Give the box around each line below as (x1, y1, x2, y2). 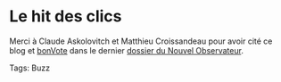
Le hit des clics (9, 6, 122, 27)
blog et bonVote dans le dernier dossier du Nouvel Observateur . (9, 45, 244, 55)
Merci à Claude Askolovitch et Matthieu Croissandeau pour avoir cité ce (9, 36, 273, 46)
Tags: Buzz (9, 62, 51, 73)
